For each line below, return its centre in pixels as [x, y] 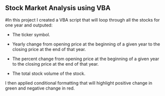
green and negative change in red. [40, 88]
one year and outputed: [29, 25]
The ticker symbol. [31, 34]
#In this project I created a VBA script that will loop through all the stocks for [82, 20]
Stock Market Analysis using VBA [58, 8]
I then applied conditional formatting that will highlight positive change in [79, 83]
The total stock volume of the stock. [49, 73]
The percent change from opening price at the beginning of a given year [85, 59]
